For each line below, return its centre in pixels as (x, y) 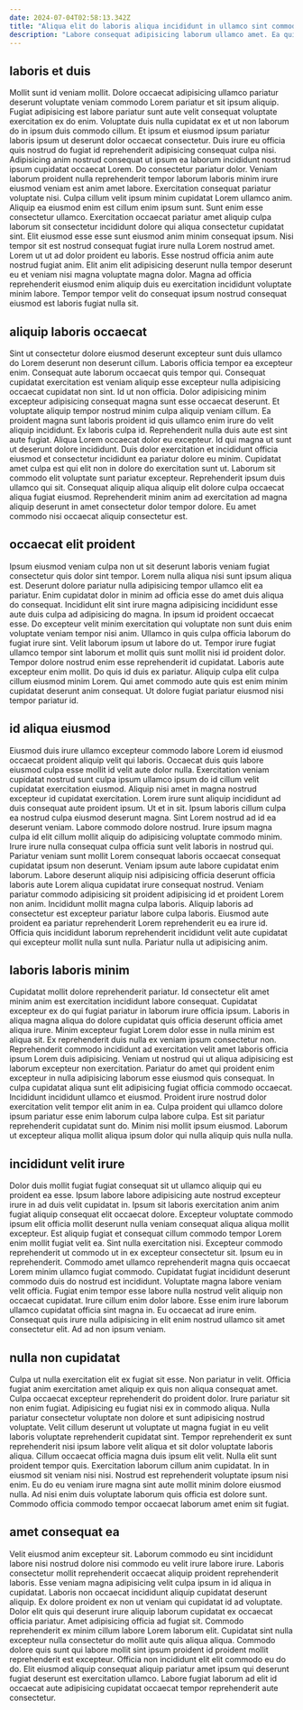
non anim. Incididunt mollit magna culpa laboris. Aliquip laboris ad (132, 903)
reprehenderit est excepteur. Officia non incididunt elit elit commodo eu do (148, 1659)
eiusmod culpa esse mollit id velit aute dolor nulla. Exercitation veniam (139, 769)
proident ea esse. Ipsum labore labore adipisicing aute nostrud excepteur (145, 1195)
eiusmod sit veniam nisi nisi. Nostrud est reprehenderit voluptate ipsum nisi (149, 1476)
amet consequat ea (64, 1532)
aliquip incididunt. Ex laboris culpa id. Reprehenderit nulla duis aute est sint (149, 430)
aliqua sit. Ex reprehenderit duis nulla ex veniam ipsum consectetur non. (143, 1040)
